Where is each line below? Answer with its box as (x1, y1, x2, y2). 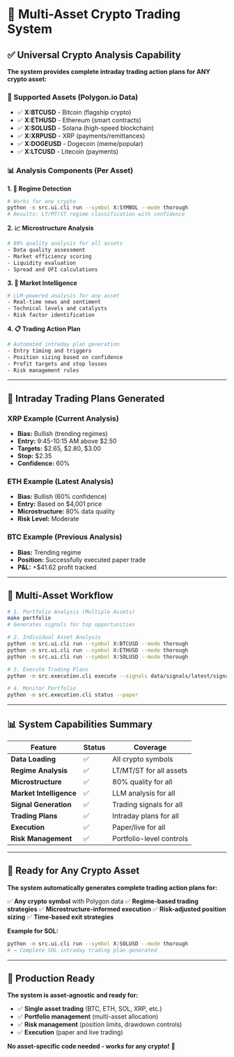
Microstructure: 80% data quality (17, 507, 115, 516)
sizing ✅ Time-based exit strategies (7, 912, 114, 921)
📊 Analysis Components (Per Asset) (7, 166, 134, 175)
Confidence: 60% (17, 459, 70, 467)
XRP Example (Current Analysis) (7, 414, 120, 423)
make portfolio (7, 615, 52, 622)
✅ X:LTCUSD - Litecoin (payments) (17, 147, 119, 156)
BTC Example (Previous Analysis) (7, 532, 123, 542)
